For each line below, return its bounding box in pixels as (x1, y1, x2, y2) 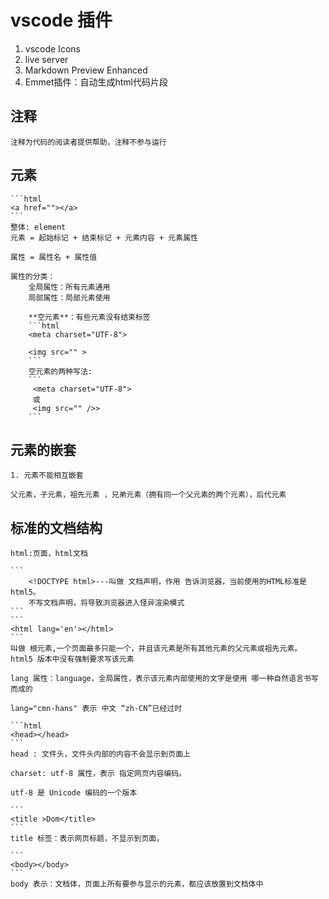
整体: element (10, 222, 67, 232)
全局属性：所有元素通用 (28, 282, 111, 292)
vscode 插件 (10, 9, 113, 32)
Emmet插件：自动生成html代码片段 (24, 76, 168, 88)
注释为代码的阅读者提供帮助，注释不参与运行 (10, 137, 167, 147)
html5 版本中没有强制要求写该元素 (10, 654, 135, 665)
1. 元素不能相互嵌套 (10, 471, 84, 481)
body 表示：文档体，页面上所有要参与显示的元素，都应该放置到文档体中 (10, 879, 264, 890)
